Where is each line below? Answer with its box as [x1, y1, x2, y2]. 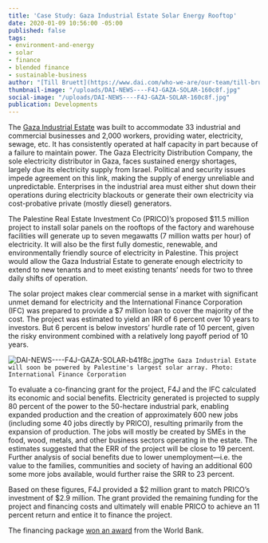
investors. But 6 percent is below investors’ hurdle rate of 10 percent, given [8, 323, 255, 332]
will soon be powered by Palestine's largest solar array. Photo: [8, 364, 234, 372]
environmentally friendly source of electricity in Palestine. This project [8, 248, 239, 258]
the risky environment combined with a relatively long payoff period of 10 [8, 332, 249, 341]
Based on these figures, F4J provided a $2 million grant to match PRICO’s [8, 485, 250, 494]
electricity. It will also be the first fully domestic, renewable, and [8, 240, 218, 250]
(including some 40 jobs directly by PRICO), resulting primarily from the [8, 419, 243, 428]
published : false [8, 26, 66, 34]
